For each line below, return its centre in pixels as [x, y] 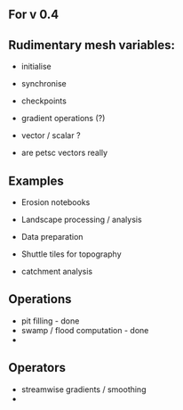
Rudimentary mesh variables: [91, 45]
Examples [36, 180]
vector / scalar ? [51, 135]
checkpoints [44, 101]
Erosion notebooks [56, 202]
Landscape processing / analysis [82, 220]
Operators [37, 368]
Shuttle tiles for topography [71, 254]
